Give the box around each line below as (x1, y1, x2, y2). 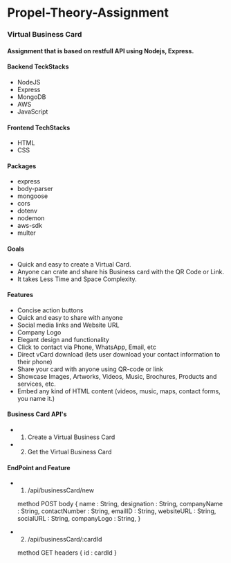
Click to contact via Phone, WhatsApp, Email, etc (17, 343, 157, 351)
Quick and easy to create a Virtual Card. (17, 260, 131, 268)
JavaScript (17, 107, 48, 116)
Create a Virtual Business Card (27, 433, 115, 441)
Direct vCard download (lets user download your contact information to (17, 350, 221, 358)
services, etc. (17, 379, 57, 388)
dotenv (17, 206, 38, 215)
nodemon (17, 214, 45, 222)
